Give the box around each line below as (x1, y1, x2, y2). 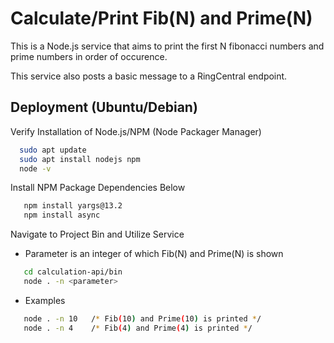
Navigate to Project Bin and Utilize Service (10, 228, 185, 241)
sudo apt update (19, 145, 87, 155)
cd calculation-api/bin (23, 267, 123, 277)
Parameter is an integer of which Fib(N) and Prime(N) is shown (24, 248, 284, 260)
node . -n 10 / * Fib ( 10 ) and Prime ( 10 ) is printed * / (23, 313, 262, 324)
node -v (19, 163, 52, 174)
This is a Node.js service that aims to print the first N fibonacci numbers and (10, 40, 325, 52)
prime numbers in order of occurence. (10, 50, 168, 62)
